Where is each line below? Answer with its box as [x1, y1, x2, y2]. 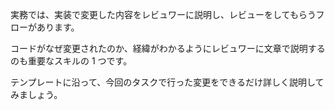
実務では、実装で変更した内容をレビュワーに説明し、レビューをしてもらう [10, 9, 317, 20]
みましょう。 [10, 89, 63, 100]
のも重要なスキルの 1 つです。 [10, 55, 133, 67]
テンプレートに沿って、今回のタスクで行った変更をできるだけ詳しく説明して [10, 76, 325, 88]
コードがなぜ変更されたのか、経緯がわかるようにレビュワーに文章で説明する [10, 43, 326, 54]
